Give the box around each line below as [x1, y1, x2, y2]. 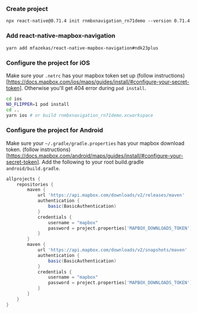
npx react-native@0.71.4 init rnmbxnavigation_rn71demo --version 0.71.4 [6, 18, 191, 24]
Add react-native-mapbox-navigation [6, 32, 116, 40]
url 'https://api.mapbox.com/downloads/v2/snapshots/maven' [37, 247, 188, 253]
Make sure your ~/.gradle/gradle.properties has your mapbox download [6, 139, 185, 146]
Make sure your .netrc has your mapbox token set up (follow [6, 72, 154, 79]
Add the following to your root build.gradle [42, 158, 144, 165]
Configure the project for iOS [6, 58, 90, 66]
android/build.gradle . [6, 164, 60, 172]
